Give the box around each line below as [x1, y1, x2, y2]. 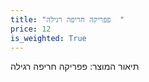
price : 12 [10, 24, 52, 34]
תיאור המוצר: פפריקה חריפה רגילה [10, 61, 140, 73]
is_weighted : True [10, 33, 87, 43]
